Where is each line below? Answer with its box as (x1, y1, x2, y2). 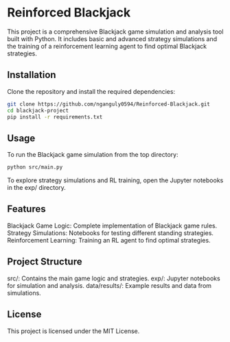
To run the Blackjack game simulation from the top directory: (7, 151, 179, 159)
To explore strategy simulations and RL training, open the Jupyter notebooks (7, 176, 224, 184)
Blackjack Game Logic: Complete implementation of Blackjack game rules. (7, 221, 218, 230)
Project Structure (7, 256, 82, 268)
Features (7, 204, 46, 215)
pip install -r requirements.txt (7, 113, 103, 121)
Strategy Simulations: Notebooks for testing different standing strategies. (7, 228, 214, 237)
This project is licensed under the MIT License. (7, 327, 140, 335)
